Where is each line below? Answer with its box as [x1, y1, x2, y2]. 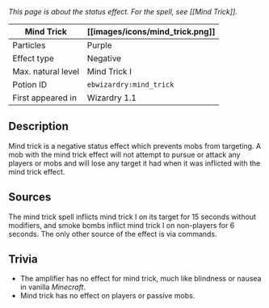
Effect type [12, 53, 55, 64]
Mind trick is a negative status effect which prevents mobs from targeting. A [8, 141, 261, 150]
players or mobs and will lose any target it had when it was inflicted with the [8, 158, 261, 168]
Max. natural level [12, 66, 79, 77]
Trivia [8, 252, 38, 266]
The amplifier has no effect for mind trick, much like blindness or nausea [19, 274, 262, 284]
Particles [12, 40, 46, 51]
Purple [86, 40, 112, 51]
